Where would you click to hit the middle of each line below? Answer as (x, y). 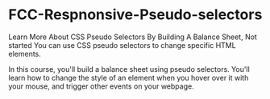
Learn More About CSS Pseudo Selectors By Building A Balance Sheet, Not (133, 37)
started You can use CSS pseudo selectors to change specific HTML (122, 45)
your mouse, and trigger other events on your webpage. (102, 86)
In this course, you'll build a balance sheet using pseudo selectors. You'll (129, 69)
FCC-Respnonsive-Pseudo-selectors (135, 15)
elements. (25, 53)
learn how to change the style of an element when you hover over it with (129, 77)
